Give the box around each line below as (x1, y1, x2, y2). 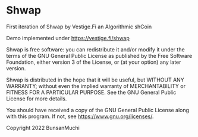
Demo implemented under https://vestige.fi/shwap (6, 34, 130, 41)
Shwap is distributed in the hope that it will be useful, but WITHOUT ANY (6, 76, 184, 83)
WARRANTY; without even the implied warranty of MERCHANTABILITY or (6, 82, 186, 89)
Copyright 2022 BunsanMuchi (6, 124, 80, 131)
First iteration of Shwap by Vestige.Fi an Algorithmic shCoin (6, 23, 152, 30)
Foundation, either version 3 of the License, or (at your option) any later (6, 58, 181, 66)
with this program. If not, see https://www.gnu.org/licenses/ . (6, 113, 154, 120)
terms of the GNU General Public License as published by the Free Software (6, 52, 193, 59)
